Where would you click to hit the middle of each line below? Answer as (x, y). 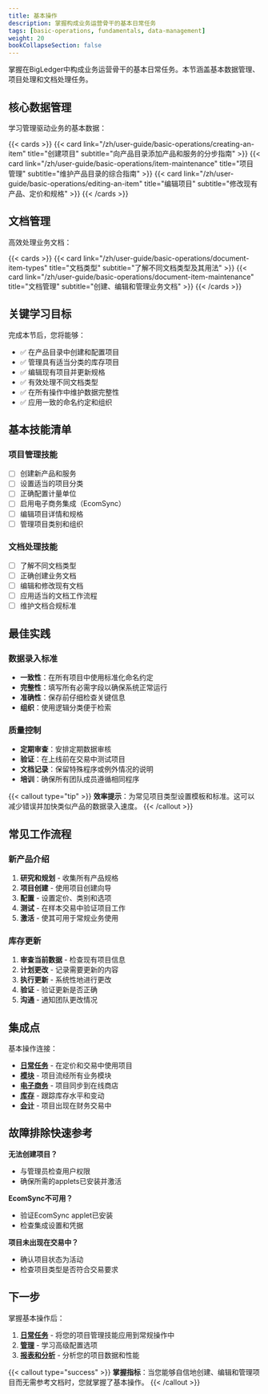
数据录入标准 (33, 659)
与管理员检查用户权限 (55, 1171)
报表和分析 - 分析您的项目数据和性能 (80, 1355)
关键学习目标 (40, 314)
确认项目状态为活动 (52, 1259)
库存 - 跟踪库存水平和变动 (62, 1096)
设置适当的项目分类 (52, 484)
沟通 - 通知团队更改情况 (59, 1000)
